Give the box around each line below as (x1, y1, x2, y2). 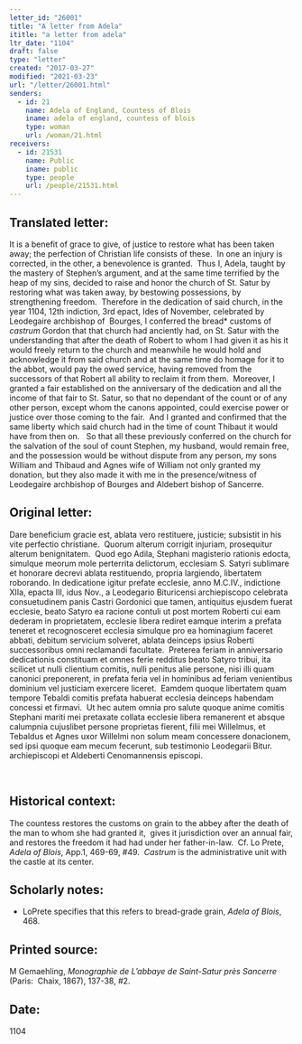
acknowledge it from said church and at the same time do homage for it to (9, 353, 285, 364)
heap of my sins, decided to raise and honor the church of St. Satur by (9, 277, 270, 287)
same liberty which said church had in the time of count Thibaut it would (9, 421, 278, 432)
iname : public (25, 165, 78, 174)
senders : (9, 89, 42, 98)
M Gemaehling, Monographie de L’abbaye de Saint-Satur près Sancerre (9, 966, 278, 977)
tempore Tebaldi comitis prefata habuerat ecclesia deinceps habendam (9, 692, 274, 703)
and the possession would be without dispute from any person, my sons (9, 449, 278, 461)
